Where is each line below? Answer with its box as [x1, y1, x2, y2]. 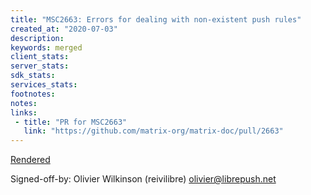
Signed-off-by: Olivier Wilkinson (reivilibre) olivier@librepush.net [10, 173, 277, 185]
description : [10, 33, 65, 43]
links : [10, 107, 38, 118]
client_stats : [10, 52, 70, 62]
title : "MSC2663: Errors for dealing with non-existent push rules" [10, 14, 302, 25]
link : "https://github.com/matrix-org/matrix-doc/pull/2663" [23, 126, 284, 136]
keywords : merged [10, 42, 83, 53]
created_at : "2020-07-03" [10, 24, 118, 34]
